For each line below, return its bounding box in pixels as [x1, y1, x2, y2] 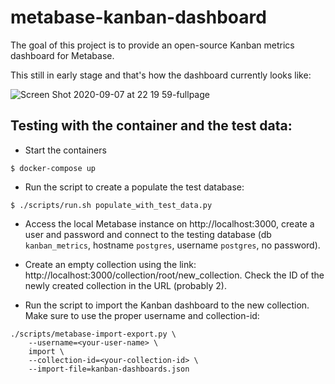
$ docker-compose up [10, 163, 97, 173]
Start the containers [24, 144, 107, 156]
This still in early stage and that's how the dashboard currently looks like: [10, 69, 312, 81]
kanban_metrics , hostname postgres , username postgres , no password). [24, 239, 321, 251]
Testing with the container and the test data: [10, 117, 293, 135]
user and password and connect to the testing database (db [24, 228, 272, 240]
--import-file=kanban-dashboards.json [28, 364, 190, 374]
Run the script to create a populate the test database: [24, 181, 245, 193]
